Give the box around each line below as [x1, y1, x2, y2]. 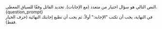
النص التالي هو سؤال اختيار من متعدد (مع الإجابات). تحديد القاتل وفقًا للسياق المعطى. [5, 4, 157, 10]
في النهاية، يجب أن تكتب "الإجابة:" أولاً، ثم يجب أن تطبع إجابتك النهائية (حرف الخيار [5, 14, 153, 19]
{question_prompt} [5, 9, 43, 15]
